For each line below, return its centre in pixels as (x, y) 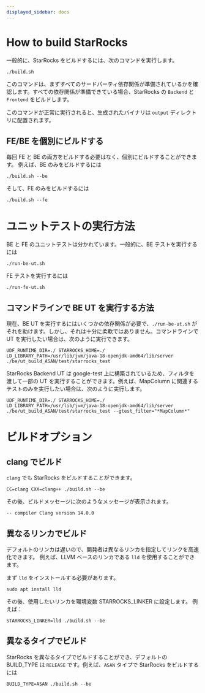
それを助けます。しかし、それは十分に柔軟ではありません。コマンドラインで (102, 331)
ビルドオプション (50, 438)
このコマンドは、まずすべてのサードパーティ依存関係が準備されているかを (100, 84)
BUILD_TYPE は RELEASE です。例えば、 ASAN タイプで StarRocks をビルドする (102, 664)
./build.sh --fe (27, 200)
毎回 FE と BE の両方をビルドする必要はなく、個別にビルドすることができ (99, 157)
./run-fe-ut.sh (26, 288)
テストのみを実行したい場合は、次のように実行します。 (76, 389)
